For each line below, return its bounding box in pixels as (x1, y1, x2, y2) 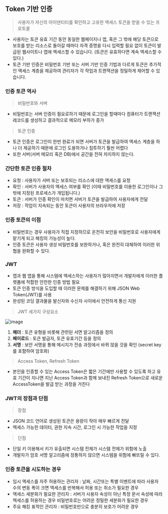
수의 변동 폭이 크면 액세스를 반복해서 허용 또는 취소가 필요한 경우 (12, 484, 139, 490)
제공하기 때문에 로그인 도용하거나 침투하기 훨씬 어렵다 (23, 145, 128, 151)
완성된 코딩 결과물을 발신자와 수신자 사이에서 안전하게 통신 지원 (12, 298, 136, 304)
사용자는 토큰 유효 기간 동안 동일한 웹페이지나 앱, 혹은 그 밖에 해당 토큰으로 (12, 36, 159, 42)
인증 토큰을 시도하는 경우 (5, 466, 61, 473)
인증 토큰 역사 (5, 88, 37, 95)
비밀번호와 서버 (17, 100, 48, 106)
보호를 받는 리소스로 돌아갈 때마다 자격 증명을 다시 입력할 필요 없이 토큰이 (12, 42, 156, 48)
